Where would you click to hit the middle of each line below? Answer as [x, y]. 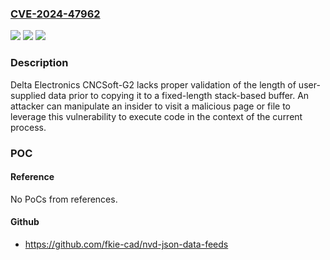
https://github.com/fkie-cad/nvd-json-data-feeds [126, 244]
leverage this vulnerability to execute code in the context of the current [156, 116]
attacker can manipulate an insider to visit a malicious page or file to [150, 106]
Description [39, 63]
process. [28, 127]
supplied [28, 95]
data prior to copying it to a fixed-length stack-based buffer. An [179, 95]
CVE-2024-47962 [55, 14]
